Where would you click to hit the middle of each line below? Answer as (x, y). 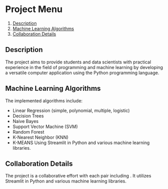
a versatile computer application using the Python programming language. (82, 73)
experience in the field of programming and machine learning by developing (84, 67)
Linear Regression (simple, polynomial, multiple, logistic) (71, 110)
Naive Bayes (25, 121)
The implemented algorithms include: (44, 101)
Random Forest (28, 132)
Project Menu (34, 9)
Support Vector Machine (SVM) (45, 127)
